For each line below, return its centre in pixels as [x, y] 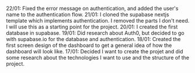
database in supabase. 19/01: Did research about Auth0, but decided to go [95, 33]
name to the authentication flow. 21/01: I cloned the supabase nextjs [88, 14]
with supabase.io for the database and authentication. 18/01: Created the [93, 39]
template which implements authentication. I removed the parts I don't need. [98, 21]
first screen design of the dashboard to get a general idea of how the [89, 45]
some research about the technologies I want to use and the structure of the [98, 58]
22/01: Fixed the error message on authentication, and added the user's [92, 8]
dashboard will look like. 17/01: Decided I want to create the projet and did [95, 51]
